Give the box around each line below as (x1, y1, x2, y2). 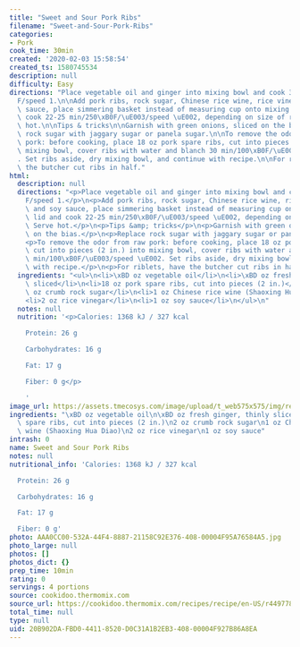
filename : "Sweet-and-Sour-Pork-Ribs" (9, 21, 154, 30)
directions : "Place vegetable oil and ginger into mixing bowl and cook (9, 88, 286, 97)
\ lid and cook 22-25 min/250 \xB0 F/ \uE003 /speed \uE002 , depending (25, 212, 281, 222)
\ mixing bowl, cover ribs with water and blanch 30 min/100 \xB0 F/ (17, 146, 274, 155)
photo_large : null (9, 541, 78, 550)
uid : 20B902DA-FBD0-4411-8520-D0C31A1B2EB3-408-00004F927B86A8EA (9, 624, 257, 634)
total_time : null (9, 608, 74, 617)
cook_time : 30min (9, 47, 74, 55)
